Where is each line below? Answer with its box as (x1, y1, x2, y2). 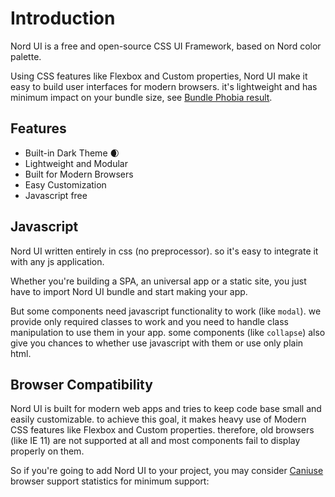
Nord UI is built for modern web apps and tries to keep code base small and (10, 403, 322, 415)
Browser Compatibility (10, 376, 153, 393)
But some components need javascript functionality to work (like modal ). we (10, 305, 322, 317)
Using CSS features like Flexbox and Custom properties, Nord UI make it (10, 70, 308, 82)
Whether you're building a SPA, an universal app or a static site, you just (10, 275, 307, 287)
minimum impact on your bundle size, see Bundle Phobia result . (10, 91, 273, 103)
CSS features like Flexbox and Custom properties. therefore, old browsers (10, 424, 315, 436)
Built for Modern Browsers (24, 168, 134, 180)
